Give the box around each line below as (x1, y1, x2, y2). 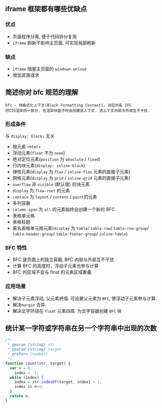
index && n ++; (14, 384, 44, 389)
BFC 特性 (5, 244, 28, 251)
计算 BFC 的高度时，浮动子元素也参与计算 (12, 263, 99, 269)
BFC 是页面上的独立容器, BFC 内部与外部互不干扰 (12, 256, 114, 262)
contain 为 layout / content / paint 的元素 (12, 194, 97, 200)
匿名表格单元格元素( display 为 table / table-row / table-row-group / (12, 225, 149, 231)
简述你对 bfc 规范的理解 (5, 88, 79, 97)
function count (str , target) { (5, 361, 71, 366)
